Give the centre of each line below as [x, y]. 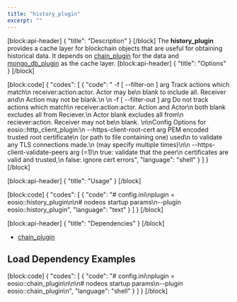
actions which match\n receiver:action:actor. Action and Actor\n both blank [117, 107]
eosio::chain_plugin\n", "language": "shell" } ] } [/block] [88, 291]
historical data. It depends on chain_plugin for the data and [93, 56]
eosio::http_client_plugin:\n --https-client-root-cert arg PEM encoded [108, 129]
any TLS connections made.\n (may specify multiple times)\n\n [99, 144]
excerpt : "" [25, 21]
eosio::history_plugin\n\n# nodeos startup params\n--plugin [94, 202]
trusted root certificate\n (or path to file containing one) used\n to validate [115, 137]
